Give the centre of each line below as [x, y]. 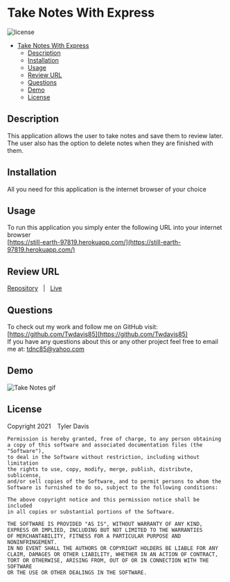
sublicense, [24, 475]
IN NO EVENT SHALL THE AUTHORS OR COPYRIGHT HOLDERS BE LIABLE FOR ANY [113, 548]
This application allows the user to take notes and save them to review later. [115, 135]
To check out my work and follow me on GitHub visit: [82, 327]
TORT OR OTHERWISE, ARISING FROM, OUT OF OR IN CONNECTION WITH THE [108, 560]
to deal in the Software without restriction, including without [103, 457]
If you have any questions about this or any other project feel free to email [113, 341]
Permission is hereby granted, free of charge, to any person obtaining [114, 439]
